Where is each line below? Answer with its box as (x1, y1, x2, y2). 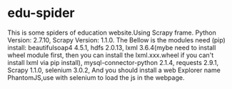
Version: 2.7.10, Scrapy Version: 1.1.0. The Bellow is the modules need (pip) (7, 35, 226, 44)
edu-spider (7, 5, 75, 21)
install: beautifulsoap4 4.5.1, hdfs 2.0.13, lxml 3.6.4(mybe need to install (7, 43, 216, 52)
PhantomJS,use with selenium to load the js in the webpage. (7, 73, 185, 82)
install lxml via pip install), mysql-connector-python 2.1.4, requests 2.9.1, (7, 58, 219, 66)
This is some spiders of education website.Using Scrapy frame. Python (7, 28, 216, 37)
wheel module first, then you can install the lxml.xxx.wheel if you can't (7, 51, 214, 59)
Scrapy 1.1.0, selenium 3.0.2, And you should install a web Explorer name (7, 66, 221, 74)
